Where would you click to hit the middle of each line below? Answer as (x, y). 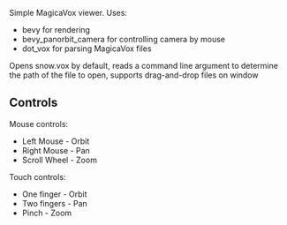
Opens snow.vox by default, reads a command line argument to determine (143, 66)
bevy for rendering (56, 30)
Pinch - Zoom (47, 213)
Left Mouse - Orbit (56, 141)
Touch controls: (38, 176)
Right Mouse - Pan (56, 150)
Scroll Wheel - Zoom (59, 160)
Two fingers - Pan (55, 203)
